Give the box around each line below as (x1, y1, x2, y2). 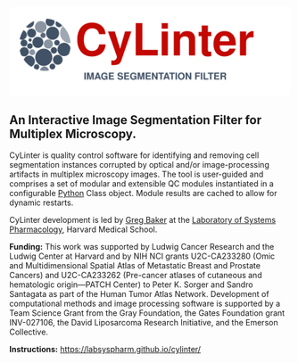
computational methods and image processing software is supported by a (9, 298, 281, 309)
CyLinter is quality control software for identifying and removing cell (9, 150, 260, 161)
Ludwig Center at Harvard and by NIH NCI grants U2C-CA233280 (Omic (9, 251, 276, 261)
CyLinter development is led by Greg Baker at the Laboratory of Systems (9, 215, 277, 226)
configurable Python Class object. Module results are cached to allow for (9, 188, 277, 199)
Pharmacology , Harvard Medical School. (9, 224, 158, 235)
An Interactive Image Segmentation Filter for (9, 112, 262, 128)
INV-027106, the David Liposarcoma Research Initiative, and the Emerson (9, 318, 278, 328)
